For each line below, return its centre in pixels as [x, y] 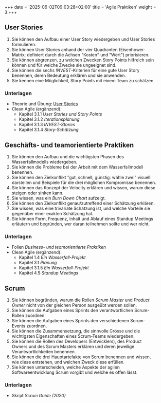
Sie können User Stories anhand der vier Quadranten [64, 49]
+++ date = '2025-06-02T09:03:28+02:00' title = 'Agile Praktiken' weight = [80, 7]
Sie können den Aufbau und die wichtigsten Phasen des [68, 156]
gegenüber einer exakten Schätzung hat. [53, 213]
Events [18, 326]
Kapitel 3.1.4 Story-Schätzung [49, 130]
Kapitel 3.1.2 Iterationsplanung [49, 119]
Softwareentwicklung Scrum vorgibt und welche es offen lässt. [74, 372]
